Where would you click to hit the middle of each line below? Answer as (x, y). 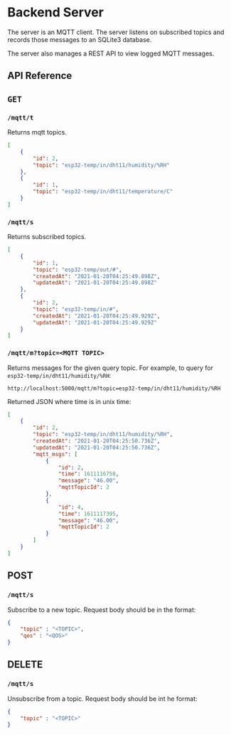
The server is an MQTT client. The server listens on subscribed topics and (116, 32)
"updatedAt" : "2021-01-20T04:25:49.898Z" (95, 283)
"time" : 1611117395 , (88, 514)
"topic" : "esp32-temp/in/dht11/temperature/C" (103, 192)
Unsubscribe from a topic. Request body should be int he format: (102, 699)
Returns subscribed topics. (47, 237)
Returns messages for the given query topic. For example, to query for (110, 368)
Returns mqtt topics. (37, 132)
